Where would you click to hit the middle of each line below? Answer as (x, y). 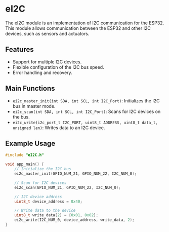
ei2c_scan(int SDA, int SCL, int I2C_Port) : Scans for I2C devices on (87, 111)
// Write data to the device (45, 211)
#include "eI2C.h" (25, 155)
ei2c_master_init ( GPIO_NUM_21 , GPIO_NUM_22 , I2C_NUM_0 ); (76, 174)
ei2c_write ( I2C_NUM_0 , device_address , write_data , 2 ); (75, 220)
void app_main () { (25, 164)
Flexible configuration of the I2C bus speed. (58, 67)
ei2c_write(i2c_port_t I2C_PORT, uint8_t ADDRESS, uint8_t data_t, (85, 123)
